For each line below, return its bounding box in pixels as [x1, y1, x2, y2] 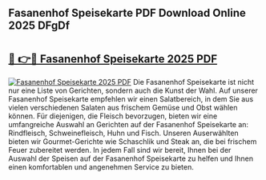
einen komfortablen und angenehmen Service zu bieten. [8, 162, 194, 171]
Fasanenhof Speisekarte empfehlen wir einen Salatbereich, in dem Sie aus [8, 94, 254, 103]
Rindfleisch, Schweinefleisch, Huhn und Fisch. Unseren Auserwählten [8, 128, 239, 138]
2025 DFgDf [8, 19, 71, 33]
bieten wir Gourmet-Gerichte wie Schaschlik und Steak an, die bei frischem [8, 137, 257, 146]
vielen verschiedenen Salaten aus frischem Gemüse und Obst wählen [8, 103, 238, 112]
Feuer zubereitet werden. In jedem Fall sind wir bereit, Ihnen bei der [8, 146, 232, 154]
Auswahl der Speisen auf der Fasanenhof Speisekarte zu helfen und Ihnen [8, 154, 254, 163]
